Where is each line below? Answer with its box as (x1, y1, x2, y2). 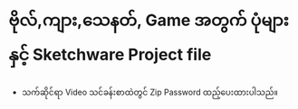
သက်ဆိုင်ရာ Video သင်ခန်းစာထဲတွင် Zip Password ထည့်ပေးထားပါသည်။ (21, 86, 278, 97)
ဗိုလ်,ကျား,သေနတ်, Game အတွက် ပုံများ (8, 10, 289, 31)
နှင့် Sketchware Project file (8, 45, 212, 65)
